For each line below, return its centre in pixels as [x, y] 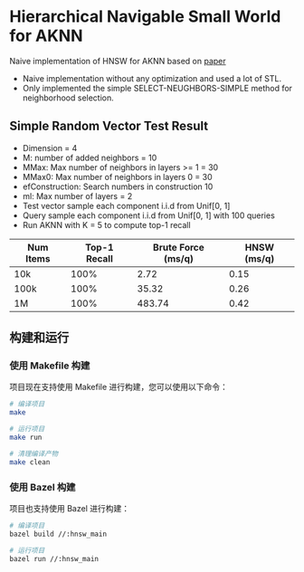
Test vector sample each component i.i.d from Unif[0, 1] [126, 205]
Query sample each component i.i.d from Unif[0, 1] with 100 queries [149, 215]
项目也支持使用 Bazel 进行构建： [69, 508]
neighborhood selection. [68, 98]
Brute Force [179, 247]
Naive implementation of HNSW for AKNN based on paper [118, 61]
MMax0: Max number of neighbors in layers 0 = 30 [117, 176]
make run [26, 438]
